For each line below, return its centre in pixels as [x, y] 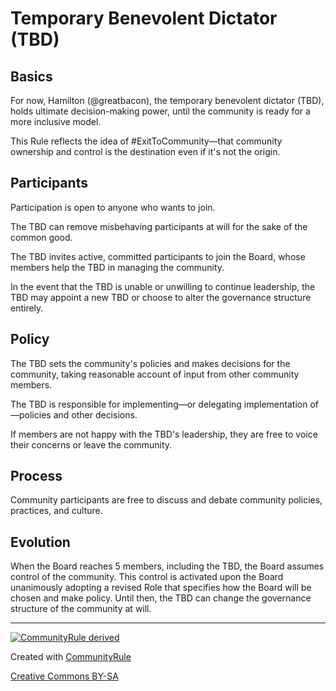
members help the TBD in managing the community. [117, 267]
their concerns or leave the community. [91, 444]
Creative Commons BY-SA [64, 676]
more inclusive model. [56, 121]
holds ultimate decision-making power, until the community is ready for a [160, 111]
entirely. [27, 308]
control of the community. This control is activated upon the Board [147, 577]
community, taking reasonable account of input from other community [155, 374]
